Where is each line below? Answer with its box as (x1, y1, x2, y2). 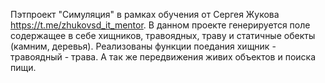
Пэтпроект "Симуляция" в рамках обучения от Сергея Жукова (10, 9, 280, 20)
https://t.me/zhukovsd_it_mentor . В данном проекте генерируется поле (10, 19, 311, 31)
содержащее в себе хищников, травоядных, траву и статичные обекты (10, 30, 316, 41)
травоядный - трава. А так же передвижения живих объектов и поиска (10, 51, 317, 63)
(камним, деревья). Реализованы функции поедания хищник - (10, 40, 277, 52)
